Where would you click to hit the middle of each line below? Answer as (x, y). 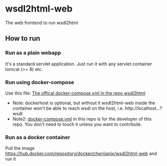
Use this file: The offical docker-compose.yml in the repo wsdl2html (75, 93)
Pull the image (20, 148)
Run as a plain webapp (33, 53)
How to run (23, 38)
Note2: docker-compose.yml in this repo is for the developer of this (82, 119)
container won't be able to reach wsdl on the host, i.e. (68, 108)
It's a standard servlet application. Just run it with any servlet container (78, 64)
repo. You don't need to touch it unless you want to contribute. (77, 124)
